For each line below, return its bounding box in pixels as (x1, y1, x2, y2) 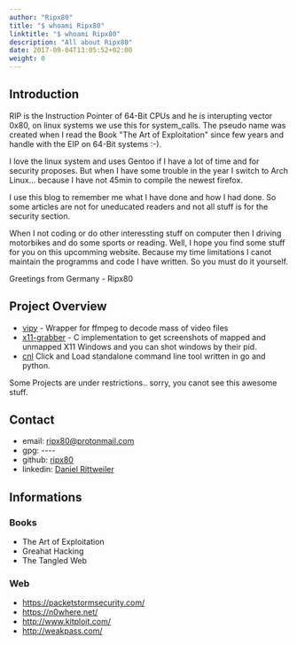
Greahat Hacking (21, 546, 84, 556)
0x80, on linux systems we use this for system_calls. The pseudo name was (9, 120, 286, 130)
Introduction (9, 87, 80, 102)
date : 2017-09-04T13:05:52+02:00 (9, 46, 133, 55)
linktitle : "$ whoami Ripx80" (9, 29, 121, 38)
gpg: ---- (21, 445, 56, 456)
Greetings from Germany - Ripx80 (9, 273, 134, 284)
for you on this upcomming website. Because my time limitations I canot (9, 246, 272, 257)
